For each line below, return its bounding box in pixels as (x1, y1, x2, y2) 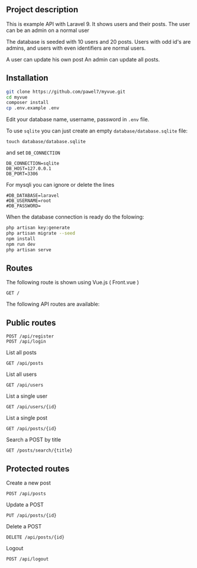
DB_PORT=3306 (6, 171, 38, 177)
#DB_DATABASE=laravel (6, 193, 60, 199)
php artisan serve (6, 246, 51, 253)
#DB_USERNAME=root (6, 198, 51, 204)
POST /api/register (6, 333, 54, 339)
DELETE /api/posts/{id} (6, 534, 65, 540)
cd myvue (6, 94, 28, 100)
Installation (6, 73, 49, 83)
